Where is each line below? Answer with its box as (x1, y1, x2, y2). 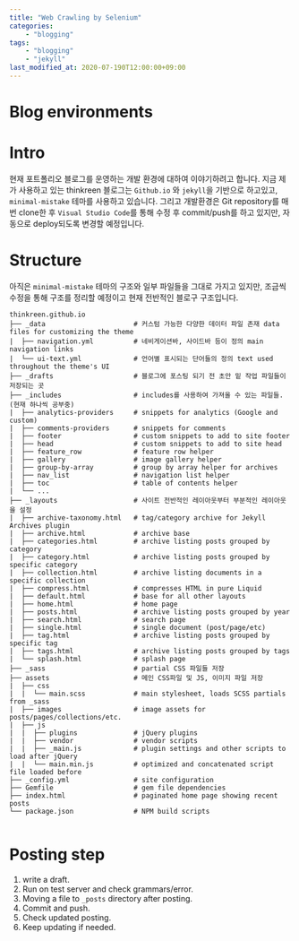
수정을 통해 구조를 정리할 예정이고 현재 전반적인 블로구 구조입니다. (9, 292, 239, 303)
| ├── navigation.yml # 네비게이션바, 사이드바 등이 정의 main (9, 337, 264, 346)
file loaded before (9, 767, 82, 776)
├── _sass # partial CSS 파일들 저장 (9, 664, 226, 673)
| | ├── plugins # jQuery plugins (9, 728, 199, 738)
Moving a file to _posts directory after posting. (21, 893, 193, 903)
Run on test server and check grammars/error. (21, 884, 194, 894)
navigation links (9, 344, 74, 354)
